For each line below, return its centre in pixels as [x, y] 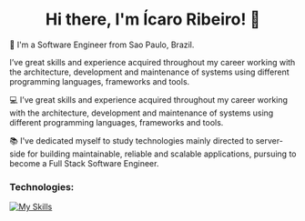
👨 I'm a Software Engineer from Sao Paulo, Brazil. [102, 45]
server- [269, 140]
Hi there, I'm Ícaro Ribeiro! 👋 [153, 20]
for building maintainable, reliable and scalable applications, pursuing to [162, 154]
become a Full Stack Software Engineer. [84, 163]
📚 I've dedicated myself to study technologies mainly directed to [132, 140]
